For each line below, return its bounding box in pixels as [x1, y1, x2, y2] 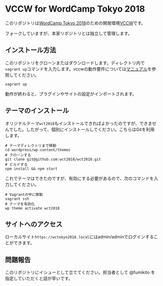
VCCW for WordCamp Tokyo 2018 [5, 3, 145, 15]
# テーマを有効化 [5, 201, 35, 206]
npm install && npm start [5, 166, 57, 171]
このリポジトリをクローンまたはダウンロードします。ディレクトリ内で [5, 60, 145, 66]
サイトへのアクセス [5, 220, 62, 228]
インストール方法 [5, 46, 56, 54]
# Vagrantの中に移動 [5, 192, 43, 197]
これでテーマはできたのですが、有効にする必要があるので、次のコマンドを [5, 175, 154, 181]
